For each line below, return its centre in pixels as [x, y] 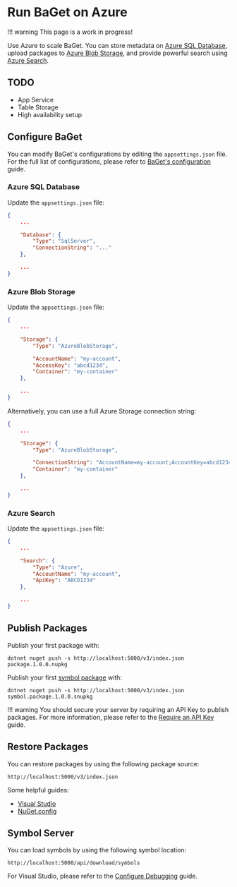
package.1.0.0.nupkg [38, 664]
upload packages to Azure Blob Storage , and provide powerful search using [117, 53]
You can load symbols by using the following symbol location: [97, 850]
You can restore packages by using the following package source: [103, 764]
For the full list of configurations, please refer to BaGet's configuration [109, 161]
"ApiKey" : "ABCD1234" [65, 580]
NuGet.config [37, 811]
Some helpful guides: [38, 790]
